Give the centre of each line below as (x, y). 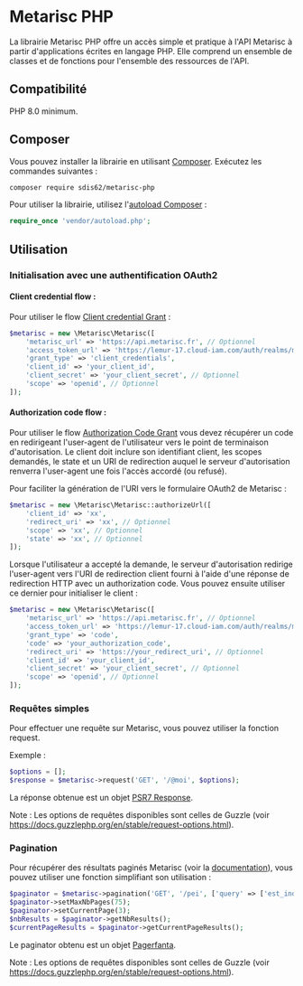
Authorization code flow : (58, 412)
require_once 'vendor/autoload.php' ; (80, 221)
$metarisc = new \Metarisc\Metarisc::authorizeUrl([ (110, 505)
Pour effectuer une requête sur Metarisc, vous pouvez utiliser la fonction (144, 728)
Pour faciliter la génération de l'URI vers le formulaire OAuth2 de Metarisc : (148, 489)
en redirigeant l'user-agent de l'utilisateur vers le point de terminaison (139, 442)
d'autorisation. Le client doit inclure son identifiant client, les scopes (136, 452)
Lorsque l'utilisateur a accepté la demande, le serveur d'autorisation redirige (151, 564)
